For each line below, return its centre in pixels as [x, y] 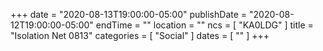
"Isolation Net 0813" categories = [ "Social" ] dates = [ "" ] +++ [140, 35]
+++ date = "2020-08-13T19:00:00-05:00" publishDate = [129, 14]
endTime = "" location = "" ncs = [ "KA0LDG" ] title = [204, 25]
